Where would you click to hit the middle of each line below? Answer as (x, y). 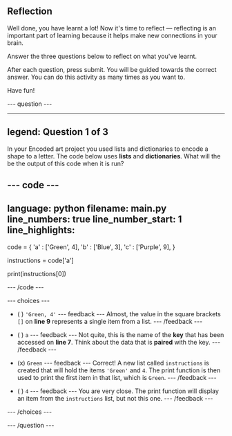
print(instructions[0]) (37, 273)
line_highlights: (41, 230)
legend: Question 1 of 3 (58, 132)
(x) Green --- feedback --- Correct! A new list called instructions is (113, 363)
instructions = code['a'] (40, 260)
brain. (16, 43)
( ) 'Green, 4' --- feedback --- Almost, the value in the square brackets (119, 314)
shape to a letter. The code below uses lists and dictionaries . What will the (114, 156)
